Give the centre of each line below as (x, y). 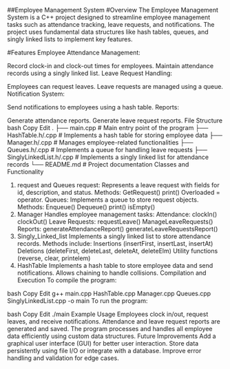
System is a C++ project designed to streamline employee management (109, 17)
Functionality (25, 172)
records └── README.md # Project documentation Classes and (98, 164)
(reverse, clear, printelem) (54, 258)
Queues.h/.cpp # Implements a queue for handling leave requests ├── (107, 150)
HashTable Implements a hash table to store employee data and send (115, 265)
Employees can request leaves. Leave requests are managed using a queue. (115, 86)
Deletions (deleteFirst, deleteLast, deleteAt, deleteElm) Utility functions (117, 251)
